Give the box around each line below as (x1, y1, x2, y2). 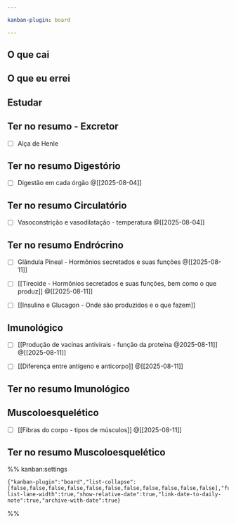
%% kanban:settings (7, 465, 68, 474)
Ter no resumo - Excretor (7, 120, 119, 132)
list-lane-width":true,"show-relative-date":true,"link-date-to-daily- (7, 491, 221, 498)
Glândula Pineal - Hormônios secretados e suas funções (17, 258, 181, 266)
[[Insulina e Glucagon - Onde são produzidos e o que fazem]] (17, 301, 196, 310)
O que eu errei (7, 73, 70, 84)
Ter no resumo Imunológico (7, 383, 130, 395)
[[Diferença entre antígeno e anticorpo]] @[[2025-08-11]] (17, 362, 184, 370)
